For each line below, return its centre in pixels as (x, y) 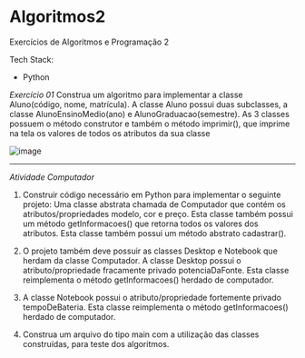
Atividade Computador (52, 177)
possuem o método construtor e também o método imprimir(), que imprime (150, 124)
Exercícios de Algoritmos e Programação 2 (89, 42)
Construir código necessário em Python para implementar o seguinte (152, 194)
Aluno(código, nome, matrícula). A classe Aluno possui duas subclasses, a (149, 104)
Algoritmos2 (58, 17)
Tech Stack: (32, 59)
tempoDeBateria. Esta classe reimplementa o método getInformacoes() (155, 307)
